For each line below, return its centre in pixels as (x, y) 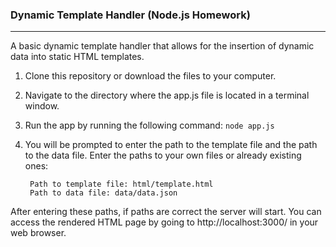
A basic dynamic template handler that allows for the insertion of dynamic (162, 46)
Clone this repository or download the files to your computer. (150, 76)
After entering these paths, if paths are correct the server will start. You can (166, 212)
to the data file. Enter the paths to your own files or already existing (163, 155)
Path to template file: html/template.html (121, 184)
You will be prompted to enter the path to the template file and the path (171, 145)
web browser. (38, 233)
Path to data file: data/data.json (103, 193)
